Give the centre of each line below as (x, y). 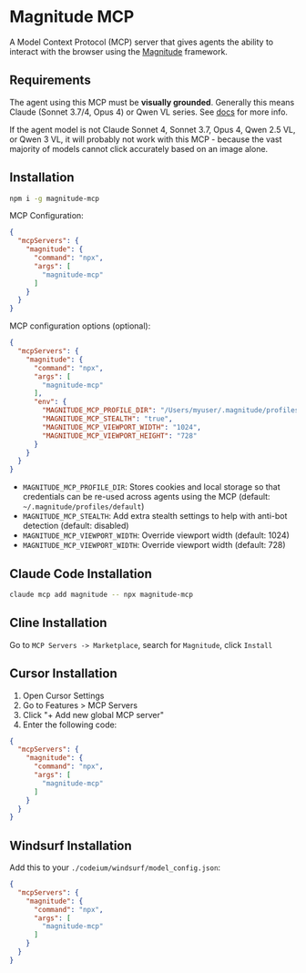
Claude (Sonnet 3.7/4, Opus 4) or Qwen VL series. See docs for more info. (149, 112)
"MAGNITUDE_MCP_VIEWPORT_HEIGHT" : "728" (120, 436)
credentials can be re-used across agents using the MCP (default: (146, 497)
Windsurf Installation (71, 845)
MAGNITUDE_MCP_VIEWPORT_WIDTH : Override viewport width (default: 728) (154, 545)
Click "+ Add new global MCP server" (93, 715)
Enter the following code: (70, 725)
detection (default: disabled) (76, 526)
